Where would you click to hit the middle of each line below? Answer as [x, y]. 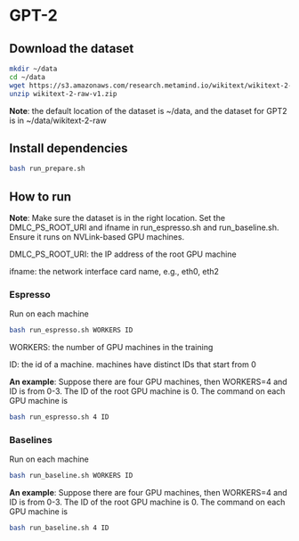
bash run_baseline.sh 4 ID [59, 528]
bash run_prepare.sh [48, 169]
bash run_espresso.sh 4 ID [59, 417]
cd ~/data [28, 77]
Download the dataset [72, 49]
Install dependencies [69, 148]
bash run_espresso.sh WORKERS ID [71, 331]
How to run [40, 197]
